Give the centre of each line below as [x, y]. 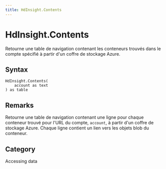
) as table [17, 90]
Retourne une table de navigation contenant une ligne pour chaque [75, 117]
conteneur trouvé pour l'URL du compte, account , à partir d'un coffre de [79, 123]
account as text [31, 86]
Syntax [17, 69]
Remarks [20, 105]
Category [20, 149]
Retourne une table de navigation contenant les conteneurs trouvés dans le [83, 49]
